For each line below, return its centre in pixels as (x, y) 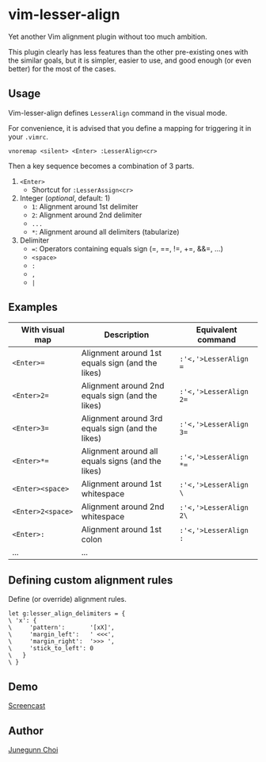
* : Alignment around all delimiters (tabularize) (105, 232)
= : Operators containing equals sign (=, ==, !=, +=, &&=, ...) (127, 248)
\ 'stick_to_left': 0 (51, 649)
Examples (33, 307)
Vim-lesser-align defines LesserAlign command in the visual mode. (118, 113)
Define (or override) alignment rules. (67, 599)
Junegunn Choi (33, 750)
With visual (43, 329)
